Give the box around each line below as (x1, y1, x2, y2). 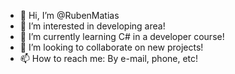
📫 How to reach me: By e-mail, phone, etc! (19, 53, 199, 64)
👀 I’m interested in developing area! (19, 20, 166, 32)
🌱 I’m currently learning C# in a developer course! (19, 31, 225, 42)
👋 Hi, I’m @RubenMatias (19, 10, 120, 21)
